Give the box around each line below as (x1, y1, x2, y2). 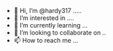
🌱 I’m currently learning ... (13, 21, 88, 29)
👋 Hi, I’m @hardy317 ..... (13, 7, 82, 14)
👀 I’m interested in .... (13, 14, 74, 22)
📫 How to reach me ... (13, 37, 78, 44)
